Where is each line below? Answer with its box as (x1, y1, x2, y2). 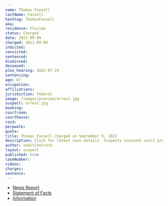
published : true (5, 152, 39, 157)
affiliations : (5, 86, 35, 92)
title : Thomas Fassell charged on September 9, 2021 (5, 134, 117, 139)
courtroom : (5, 110, 28, 116)
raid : (5, 119, 16, 125)
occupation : (5, 82, 30, 87)
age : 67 (5, 77, 21, 82)
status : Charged (5, 31, 39, 36)
